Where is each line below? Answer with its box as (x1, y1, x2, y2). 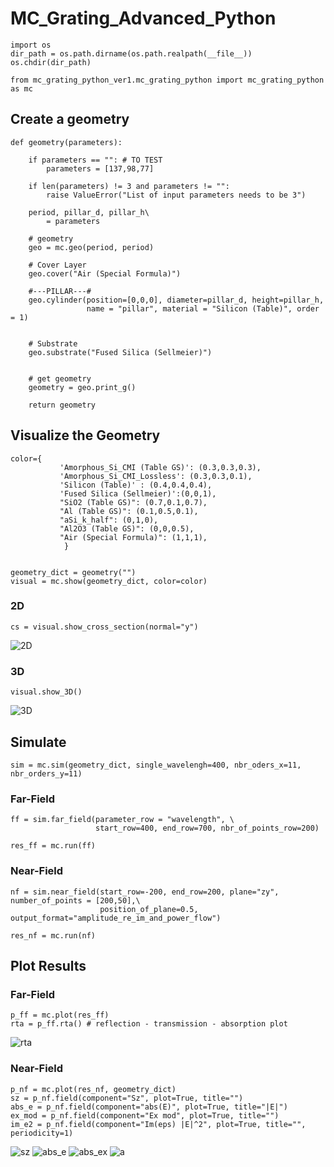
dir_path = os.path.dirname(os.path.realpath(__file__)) (10, 48, 253, 59)
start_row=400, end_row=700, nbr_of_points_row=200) (95, 823, 320, 834)
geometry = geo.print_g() (28, 382, 137, 392)
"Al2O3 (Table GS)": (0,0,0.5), (59, 523, 195, 534)
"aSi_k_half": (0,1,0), (59, 515, 159, 525)
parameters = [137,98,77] (46, 163, 155, 174)
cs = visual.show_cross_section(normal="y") (10, 622, 199, 632)
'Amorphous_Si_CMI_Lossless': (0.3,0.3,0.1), (59, 471, 253, 481)
